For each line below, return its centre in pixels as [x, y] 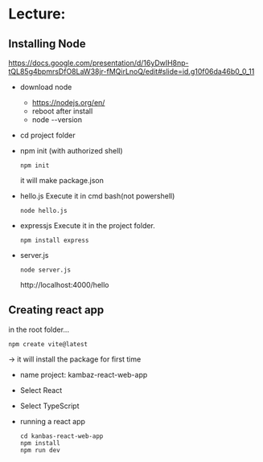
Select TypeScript [49, 406]
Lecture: [37, 14]
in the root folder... [39, 329]
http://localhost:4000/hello [64, 285]
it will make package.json [62, 180]
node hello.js [43, 211]
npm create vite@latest [48, 344]
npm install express [54, 240]
